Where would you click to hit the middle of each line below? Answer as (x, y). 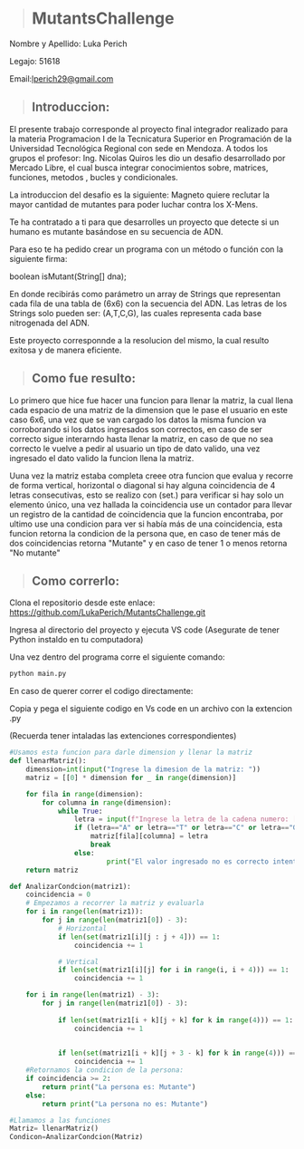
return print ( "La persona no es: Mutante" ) (125, 1104)
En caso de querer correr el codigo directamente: (101, 691)
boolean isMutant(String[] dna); (68, 276)
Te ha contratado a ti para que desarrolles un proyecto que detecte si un (144, 222)
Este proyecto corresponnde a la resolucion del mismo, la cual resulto (139, 340)
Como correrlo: (76, 580)
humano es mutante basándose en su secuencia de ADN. (116, 231)
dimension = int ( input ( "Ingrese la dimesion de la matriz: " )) (143, 769)
